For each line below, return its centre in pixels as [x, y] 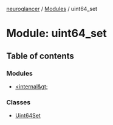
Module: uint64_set [57, 34]
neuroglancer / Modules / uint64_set [52, 9]
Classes [19, 102]
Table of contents [40, 56]
